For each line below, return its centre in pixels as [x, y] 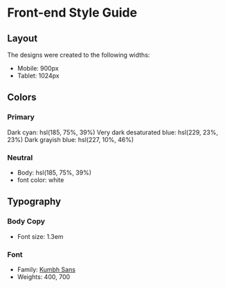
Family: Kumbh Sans [46, 269]
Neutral [20, 157]
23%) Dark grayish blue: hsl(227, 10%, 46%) [71, 139]
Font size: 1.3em [40, 236]
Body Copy [26, 222]
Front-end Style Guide [72, 13]
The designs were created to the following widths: [79, 55]
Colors [22, 97]
